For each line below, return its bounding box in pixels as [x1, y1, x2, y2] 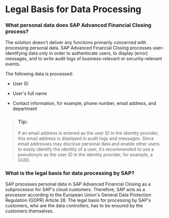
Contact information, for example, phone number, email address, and [12, 100, 157, 106]
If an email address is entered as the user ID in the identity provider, [17, 130, 159, 136]
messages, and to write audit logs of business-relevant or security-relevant [5, 56, 162, 62]
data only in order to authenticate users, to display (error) [28, 50, 148, 56]
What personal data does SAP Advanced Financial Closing [5, 22, 152, 29]
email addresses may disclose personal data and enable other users [17, 140, 160, 147]
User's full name [12, 90, 47, 97]
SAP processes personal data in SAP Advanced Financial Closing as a [5, 181, 151, 187]
